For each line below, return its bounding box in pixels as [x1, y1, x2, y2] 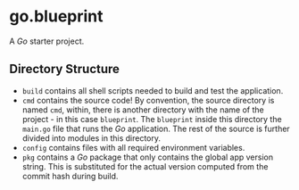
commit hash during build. [21, 170, 119, 181]
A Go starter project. [9, 36, 85, 46]
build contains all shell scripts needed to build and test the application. [21, 85, 284, 95]
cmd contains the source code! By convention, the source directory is [21, 95, 275, 105]
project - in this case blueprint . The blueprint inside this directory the [21, 113, 283, 124]
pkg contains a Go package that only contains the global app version [21, 152, 274, 162]
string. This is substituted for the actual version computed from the [21, 161, 269, 171]
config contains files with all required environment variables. [21, 142, 245, 153]
